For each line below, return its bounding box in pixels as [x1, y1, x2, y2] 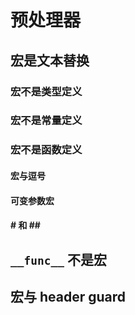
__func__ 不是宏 [10, 251, 107, 268]
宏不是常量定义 [10, 114, 83, 128]
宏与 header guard [10, 288, 127, 305]
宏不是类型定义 [10, 84, 83, 98]
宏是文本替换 [10, 52, 90, 69]
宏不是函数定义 [10, 143, 83, 157]
